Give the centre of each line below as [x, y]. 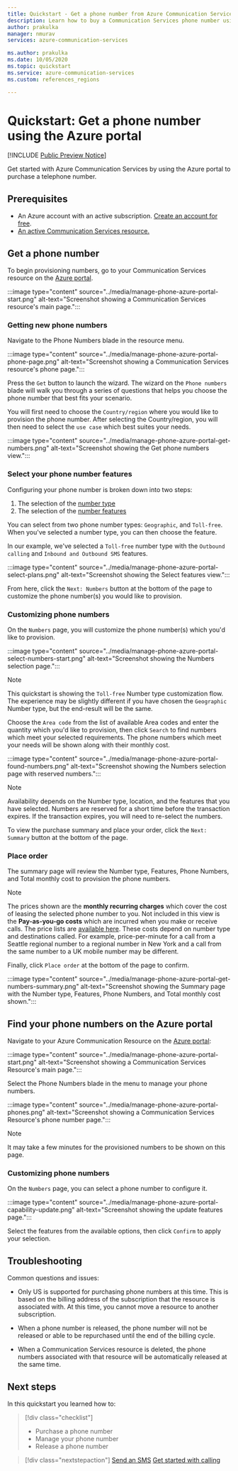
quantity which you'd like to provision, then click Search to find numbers [112, 729]
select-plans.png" [34, 574]
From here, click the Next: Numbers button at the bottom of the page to [110, 588]
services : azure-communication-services [68, 40]
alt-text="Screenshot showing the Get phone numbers [130, 448]
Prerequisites [38, 199]
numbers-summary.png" [43, 987]
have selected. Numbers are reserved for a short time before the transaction [119, 808]
